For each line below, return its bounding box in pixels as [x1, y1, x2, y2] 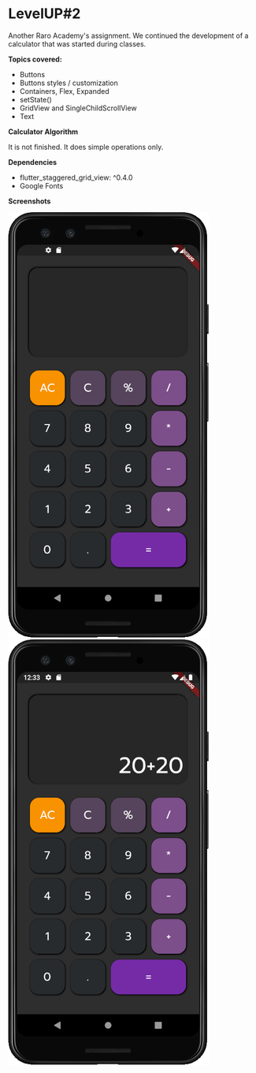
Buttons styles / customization [19, 78, 118, 88]
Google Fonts [19, 181, 64, 190]
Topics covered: [8, 54, 63, 64]
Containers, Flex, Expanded [19, 86, 109, 95]
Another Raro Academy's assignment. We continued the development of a [8, 31, 249, 40]
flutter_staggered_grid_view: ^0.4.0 [19, 173, 133, 182]
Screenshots [8, 196, 51, 206]
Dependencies [8, 157, 58, 166]
